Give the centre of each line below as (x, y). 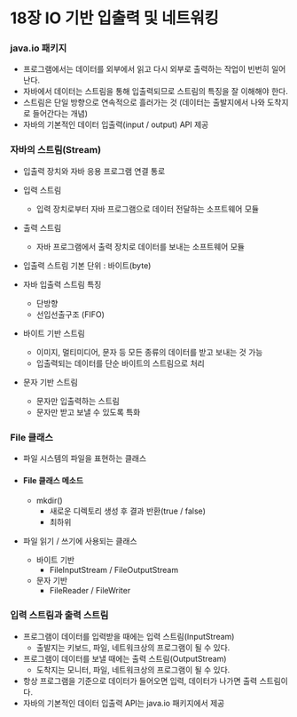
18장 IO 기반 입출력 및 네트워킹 (115, 18)
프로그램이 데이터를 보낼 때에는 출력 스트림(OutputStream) (125, 658)
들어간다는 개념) (60, 114)
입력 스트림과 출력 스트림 (59, 616)
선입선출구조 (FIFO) (70, 314)
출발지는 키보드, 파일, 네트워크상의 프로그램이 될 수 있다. (133, 647)
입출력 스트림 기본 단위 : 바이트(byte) (87, 265)
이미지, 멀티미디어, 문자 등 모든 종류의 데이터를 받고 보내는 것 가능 (149, 352)
